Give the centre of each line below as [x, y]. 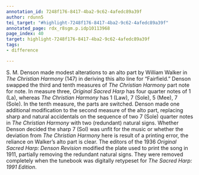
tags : [13, 45]
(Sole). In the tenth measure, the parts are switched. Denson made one [93, 104]
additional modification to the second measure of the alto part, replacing [95, 110]
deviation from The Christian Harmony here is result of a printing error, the [97, 135]
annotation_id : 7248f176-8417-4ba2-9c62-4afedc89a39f [74, 12]
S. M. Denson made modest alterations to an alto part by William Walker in [97, 72]
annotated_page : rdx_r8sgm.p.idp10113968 [58, 28]
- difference [22, 50]
